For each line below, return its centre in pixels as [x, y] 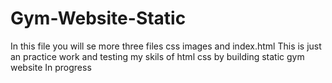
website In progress [51, 67]
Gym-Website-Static [98, 18]
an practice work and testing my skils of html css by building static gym [157, 56]
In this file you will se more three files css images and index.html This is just [166, 46]
